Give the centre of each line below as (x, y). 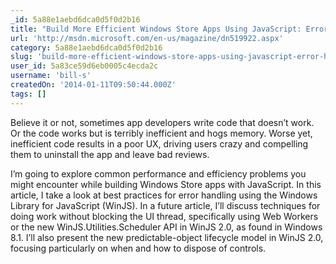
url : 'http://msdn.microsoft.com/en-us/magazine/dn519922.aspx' (147, 38)
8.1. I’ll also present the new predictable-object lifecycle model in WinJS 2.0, (167, 237)
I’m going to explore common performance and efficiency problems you (158, 173)
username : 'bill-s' (51, 76)
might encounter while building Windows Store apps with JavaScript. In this (166, 184)
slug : (21, 57)
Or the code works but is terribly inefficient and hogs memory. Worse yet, (161, 133)
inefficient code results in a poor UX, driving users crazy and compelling (159, 143)
